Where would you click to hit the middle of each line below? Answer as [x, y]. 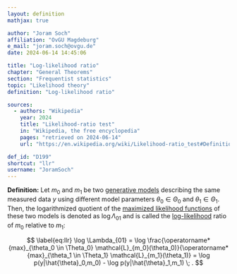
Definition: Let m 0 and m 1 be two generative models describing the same [114, 191]
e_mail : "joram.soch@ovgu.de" [52, 47]
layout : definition [36, 14]
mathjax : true [28, 20]
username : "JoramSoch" [41, 170]
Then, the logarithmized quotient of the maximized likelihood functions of [114, 208]
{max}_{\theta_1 [49, 256]
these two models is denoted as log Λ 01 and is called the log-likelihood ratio [117, 216]
